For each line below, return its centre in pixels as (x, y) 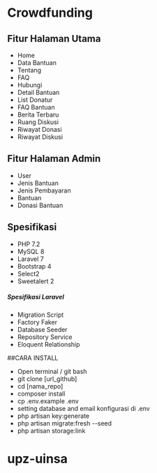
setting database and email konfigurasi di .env (83, 408)
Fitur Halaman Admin (54, 159)
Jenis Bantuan (38, 183)
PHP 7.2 (29, 244)
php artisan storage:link (51, 430)
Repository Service (45, 337)
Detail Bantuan (38, 92)
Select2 (28, 273)
